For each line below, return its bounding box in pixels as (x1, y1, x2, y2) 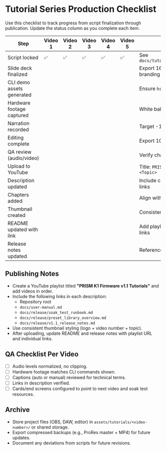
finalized (7, 71, 28, 77)
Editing (7, 134, 24, 141)
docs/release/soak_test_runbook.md (19, 310, 93, 315)
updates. (12, 435, 31, 441)
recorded (7, 126, 29, 133)
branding (139, 71, 161, 77)
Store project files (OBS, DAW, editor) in (12, 419, 93, 425)
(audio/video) (7, 154, 40, 161)
